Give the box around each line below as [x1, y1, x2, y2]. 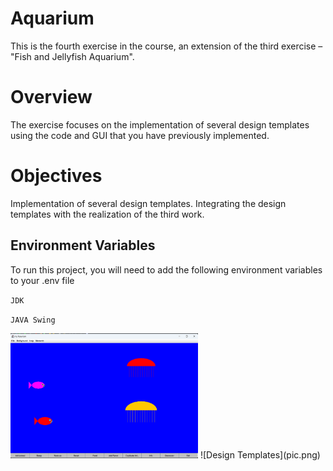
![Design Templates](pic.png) [199, 448, 321, 461]
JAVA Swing [10, 315, 56, 325]
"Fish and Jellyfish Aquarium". [10, 50, 135, 62]
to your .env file [10, 274, 75, 286]
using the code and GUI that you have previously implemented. [10, 129, 270, 141]
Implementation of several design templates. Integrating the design [10, 197, 287, 209]
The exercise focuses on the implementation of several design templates [10, 118, 310, 131]
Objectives [10, 165, 103, 187]
